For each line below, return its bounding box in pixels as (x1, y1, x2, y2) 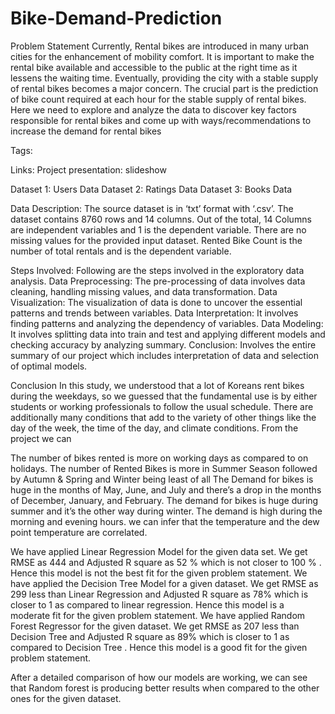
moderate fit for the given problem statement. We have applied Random (10, 609, 306, 621)
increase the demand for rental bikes (10, 125, 162, 137)
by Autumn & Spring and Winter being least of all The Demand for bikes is (10, 473, 314, 485)
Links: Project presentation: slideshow (10, 163, 167, 176)
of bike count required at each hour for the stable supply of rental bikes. (10, 93, 307, 105)
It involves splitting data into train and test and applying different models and (10, 328, 326, 340)
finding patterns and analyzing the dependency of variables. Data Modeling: (10, 317, 324, 329)
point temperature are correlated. (10, 526, 148, 538)
